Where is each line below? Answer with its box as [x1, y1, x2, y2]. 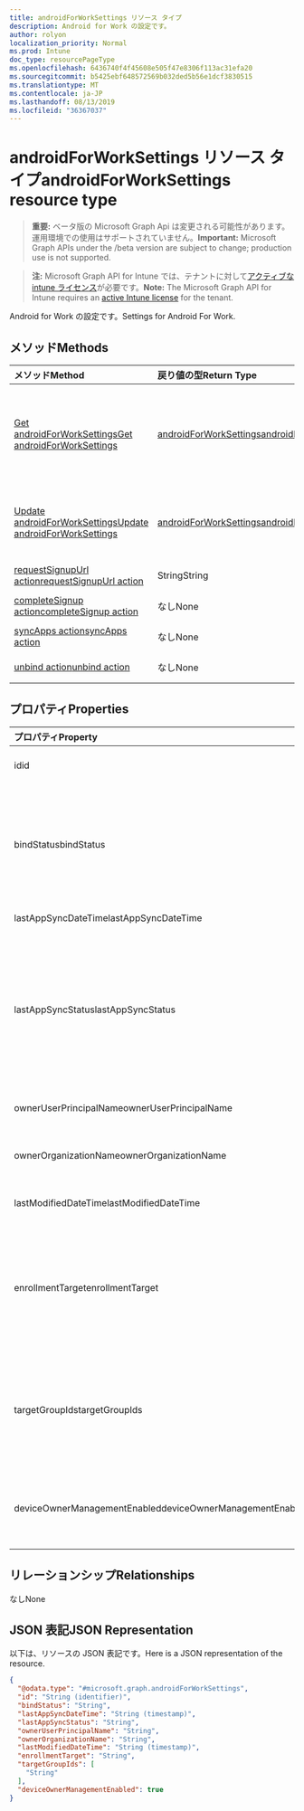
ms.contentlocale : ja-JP [9, 89, 103, 98]
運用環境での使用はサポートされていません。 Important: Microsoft [31, 232, 277, 243]
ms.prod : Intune [9, 47, 71, 56]
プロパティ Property [14, 730, 98, 743]
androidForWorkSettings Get [14, 428, 133, 440]
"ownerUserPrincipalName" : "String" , [17, 1726, 160, 1735]
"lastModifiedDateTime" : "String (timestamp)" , [17, 1743, 201, 1752]
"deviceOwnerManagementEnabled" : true [17, 1785, 165, 1794]
